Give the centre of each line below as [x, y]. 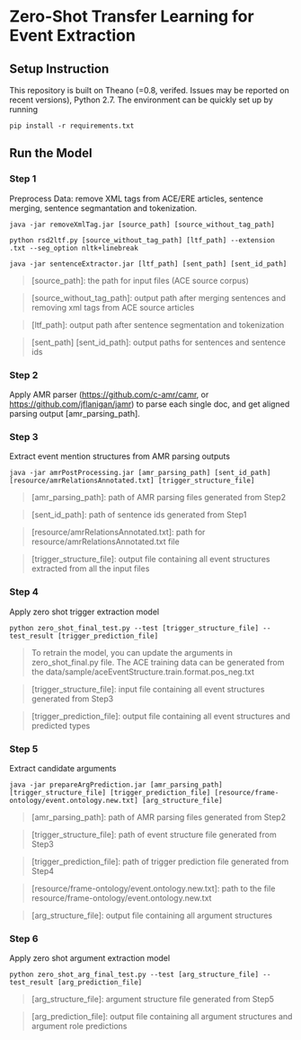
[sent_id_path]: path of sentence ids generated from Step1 [139, 515]
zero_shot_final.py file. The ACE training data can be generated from [158, 662]
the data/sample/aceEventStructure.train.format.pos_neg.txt [142, 672]
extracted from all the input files [90, 568]
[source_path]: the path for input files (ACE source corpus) [140, 280]
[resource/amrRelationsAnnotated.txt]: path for [118, 533]
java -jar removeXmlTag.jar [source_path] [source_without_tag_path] [142, 225]
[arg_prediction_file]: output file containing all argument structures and [162, 1017]
